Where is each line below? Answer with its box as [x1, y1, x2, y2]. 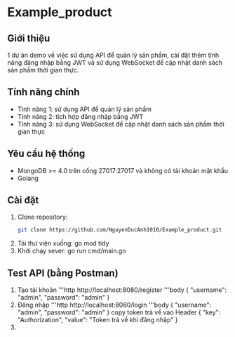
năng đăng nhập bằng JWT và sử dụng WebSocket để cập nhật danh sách [7, 58, 223, 67]
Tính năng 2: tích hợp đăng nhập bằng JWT [17, 112, 144, 120]
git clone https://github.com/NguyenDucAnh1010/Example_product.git [17, 227, 222, 234]
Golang [17, 174, 39, 182]
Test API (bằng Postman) [7, 267, 119, 279]
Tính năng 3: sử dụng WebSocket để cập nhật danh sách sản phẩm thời [17, 120, 224, 128]
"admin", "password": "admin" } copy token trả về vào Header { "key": [17, 308, 221, 317]
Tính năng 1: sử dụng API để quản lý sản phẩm [17, 105, 152, 113]
